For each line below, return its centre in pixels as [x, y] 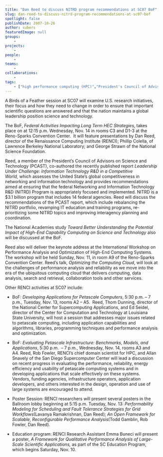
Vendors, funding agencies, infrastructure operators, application [76, 379]
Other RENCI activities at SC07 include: [44, 287]
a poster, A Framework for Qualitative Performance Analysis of [75, 439]
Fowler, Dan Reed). [31, 424]
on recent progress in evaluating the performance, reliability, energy [80, 363]
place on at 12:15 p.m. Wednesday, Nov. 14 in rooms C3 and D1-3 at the [76, 131]
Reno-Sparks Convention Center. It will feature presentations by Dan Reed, [81, 136]
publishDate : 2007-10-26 [30, 23]
